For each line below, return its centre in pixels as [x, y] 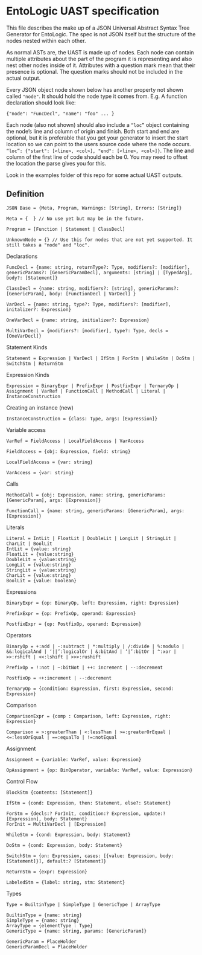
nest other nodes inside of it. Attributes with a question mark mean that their [101, 65]
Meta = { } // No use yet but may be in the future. [75, 219]
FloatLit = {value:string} [40, 554]
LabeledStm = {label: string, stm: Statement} [66, 882]
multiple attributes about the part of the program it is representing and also [99, 59]
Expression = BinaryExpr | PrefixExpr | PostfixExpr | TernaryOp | [93, 386]
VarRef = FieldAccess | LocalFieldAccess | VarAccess [75, 441]
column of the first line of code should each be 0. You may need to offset [97, 157]
